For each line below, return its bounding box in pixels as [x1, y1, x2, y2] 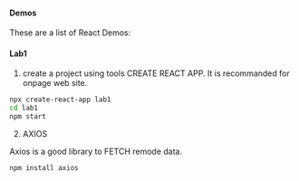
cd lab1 [9, 104, 39, 113]
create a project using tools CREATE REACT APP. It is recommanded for [22, 68, 290, 79]
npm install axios [9, 164, 79, 173]
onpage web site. [22, 78, 88, 89]
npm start [9, 112, 47, 121]
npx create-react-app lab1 [9, 95, 111, 104]
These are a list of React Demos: [9, 27, 131, 38]
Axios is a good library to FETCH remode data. [9, 146, 183, 157]
